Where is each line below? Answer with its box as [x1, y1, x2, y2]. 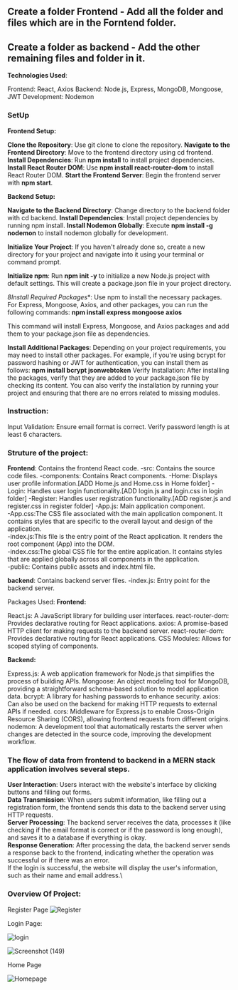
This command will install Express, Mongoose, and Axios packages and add [7, 321, 229, 330]
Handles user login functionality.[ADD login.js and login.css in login [27, 487, 224, 495]
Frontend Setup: [7, 126, 57, 135]
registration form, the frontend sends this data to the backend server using [7, 803, 226, 812]
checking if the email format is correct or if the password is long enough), [7, 826, 223, 835]
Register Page [7, 905, 48, 914]
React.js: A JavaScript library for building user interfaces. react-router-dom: [7, 612, 229, 620]
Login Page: [7, 919, 43, 927]
